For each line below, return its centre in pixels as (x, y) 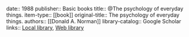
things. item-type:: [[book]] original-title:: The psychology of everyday (93, 15)
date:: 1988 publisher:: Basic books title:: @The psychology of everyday (95, 9)
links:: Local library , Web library (45, 27)
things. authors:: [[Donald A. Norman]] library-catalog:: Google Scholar (94, 21)
